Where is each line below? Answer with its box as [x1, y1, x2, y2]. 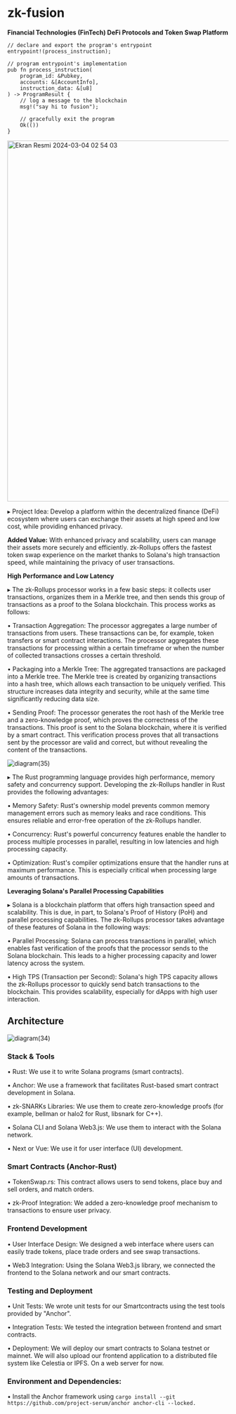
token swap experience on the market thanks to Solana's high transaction [7, 550, 220, 559]
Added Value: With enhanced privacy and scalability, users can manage [7, 535, 216, 544]
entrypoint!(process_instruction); [7, 48, 112, 55]
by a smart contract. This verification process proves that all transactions [7, 731, 219, 739]
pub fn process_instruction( [7, 66, 93, 73]
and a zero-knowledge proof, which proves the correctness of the [7, 715, 198, 724]
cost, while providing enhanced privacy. [7, 522, 123, 530]
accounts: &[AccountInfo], [20, 79, 99, 86]
